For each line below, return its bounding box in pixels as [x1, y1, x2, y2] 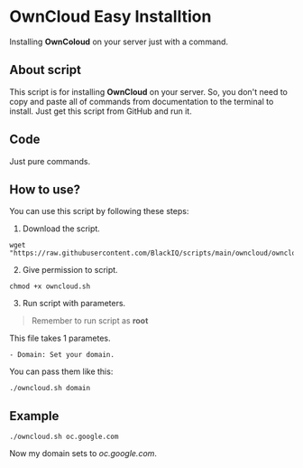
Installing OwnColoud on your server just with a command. [9, 36, 228, 47]
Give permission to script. [22, 265, 119, 276]
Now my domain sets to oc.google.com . [9, 448, 158, 459]
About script [9, 62, 81, 78]
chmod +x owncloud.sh [9, 282, 91, 291]
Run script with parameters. [22, 298, 126, 309]
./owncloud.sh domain [9, 384, 91, 393]
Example [9, 408, 60, 424]
